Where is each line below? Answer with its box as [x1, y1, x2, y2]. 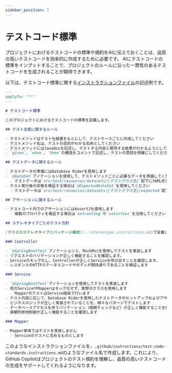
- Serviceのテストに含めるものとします [10, 333, 84, 339]
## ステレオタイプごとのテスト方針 [5, 221, 70, 226]
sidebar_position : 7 [5, 7, 50, 13]
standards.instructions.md [5, 350, 63, 356]
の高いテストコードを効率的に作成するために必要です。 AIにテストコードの [5, 55, 163, 62]
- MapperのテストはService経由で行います [10, 290, 91, 296]
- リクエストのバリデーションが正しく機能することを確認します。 [5, 253, 124, 258]
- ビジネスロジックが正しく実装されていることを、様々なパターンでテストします [5, 300, 151, 305]
